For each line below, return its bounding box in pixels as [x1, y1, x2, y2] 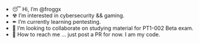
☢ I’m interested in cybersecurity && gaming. [12, 12, 125, 19]
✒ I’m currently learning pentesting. [12, 18, 101, 25]
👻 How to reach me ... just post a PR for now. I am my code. [12, 31, 161, 38]
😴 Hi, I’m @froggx [12, 6, 62, 12]
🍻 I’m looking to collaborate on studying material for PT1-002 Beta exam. [12, 24, 194, 32]
